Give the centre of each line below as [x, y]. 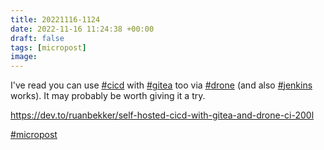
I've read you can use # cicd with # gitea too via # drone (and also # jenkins [161, 85]
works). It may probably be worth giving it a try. [108, 96]
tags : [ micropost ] [48, 47]
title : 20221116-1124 [55, 19]
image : [24, 57]
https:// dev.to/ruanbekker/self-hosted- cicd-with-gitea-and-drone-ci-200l [162, 115]
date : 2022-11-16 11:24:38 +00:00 [82, 29]
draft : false [37, 38]
